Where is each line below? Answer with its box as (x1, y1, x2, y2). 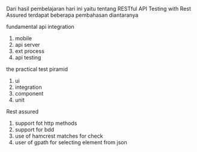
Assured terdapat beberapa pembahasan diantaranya (6, 11, 139, 19)
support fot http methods (14, 120, 77, 127)
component (14, 90, 44, 97)
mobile (14, 35, 32, 41)
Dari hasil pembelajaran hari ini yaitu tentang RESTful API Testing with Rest (6, 5, 191, 12)
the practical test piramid (6, 65, 68, 73)
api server (14, 41, 40, 48)
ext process (14, 47, 45, 55)
